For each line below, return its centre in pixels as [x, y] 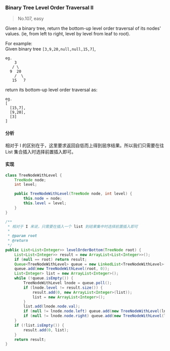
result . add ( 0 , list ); [46, 330]
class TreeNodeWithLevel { [34, 175]
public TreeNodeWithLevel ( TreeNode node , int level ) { [73, 194]
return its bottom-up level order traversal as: [51, 90]
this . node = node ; [43, 199]
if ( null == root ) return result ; [51, 259]
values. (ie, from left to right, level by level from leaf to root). [68, 34]
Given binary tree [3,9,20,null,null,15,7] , [51, 49]
